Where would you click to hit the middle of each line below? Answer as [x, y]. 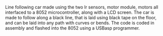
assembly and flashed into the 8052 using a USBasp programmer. [73, 28]
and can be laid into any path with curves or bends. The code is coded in [80, 23]
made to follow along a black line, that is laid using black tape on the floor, [81, 18]
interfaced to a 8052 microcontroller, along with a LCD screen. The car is [80, 12]
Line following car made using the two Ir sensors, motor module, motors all [82, 7]
